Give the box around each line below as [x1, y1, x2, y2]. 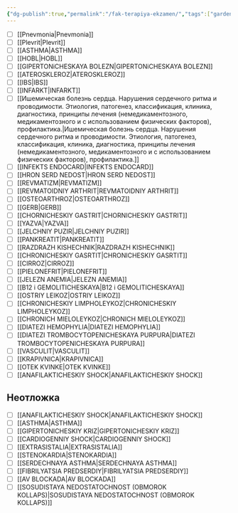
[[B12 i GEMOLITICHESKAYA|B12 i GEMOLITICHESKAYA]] [16, 283, 185, 292]
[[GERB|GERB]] [16, 203, 62, 211]
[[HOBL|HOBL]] [16, 54, 63, 63]
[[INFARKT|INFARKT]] [16, 86, 81, 95]
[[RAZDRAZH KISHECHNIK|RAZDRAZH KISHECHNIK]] [16, 243, 175, 251]
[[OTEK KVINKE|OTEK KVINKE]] [16, 362, 111, 371]
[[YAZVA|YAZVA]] [16, 218, 69, 228]
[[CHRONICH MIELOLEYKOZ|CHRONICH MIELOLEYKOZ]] [16, 314, 185, 324]
